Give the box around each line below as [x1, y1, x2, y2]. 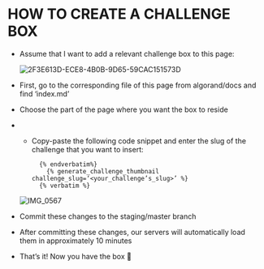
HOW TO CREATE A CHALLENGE [7, 5, 231, 23]
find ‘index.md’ [19, 88, 70, 98]
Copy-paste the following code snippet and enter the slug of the [31, 135, 247, 146]
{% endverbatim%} [38, 160, 98, 169]
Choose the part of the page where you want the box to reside [19, 105, 228, 114]
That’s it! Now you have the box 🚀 [19, 251, 132, 261]
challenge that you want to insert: [31, 144, 144, 154]
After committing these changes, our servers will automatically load [19, 227, 245, 237]
